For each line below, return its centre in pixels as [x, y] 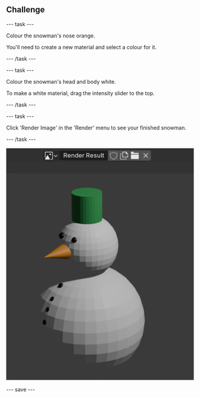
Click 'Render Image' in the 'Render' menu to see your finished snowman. [96, 128]
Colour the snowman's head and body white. [61, 81]
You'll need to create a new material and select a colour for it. [81, 47]
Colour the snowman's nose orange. [51, 36]
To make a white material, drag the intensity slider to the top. [80, 93]
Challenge [26, 10]
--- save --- [21, 390]
